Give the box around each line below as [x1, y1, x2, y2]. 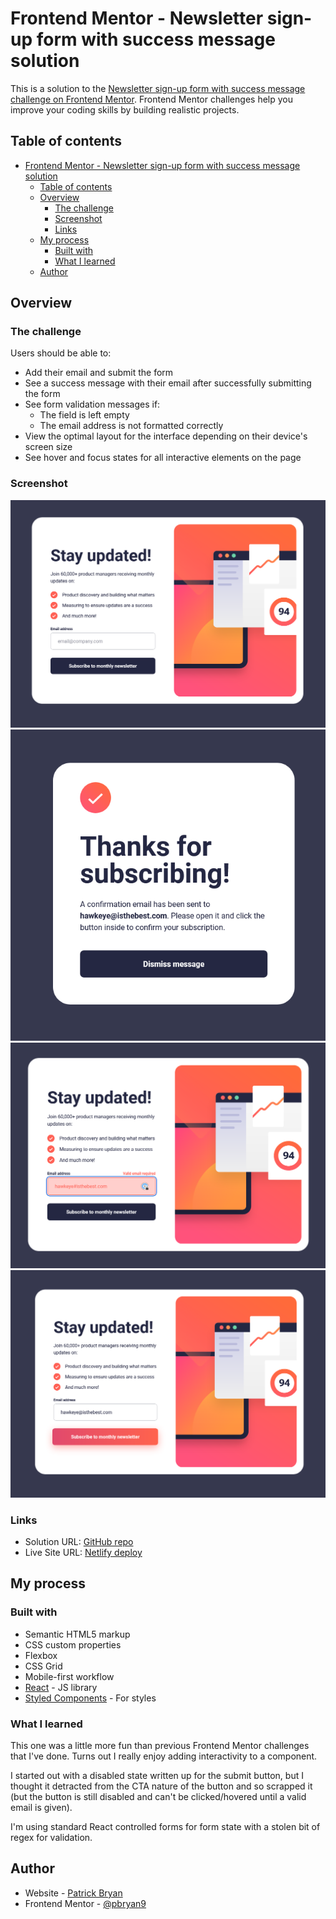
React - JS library [24, 1681, 98, 1693]
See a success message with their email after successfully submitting [24, 377, 312, 389]
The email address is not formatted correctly [39, 420, 224, 432]
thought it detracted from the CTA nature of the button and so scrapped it [10, 1780, 313, 1792]
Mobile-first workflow [24, 1670, 115, 1682]
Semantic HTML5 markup [24, 1628, 131, 1640]
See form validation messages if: [24, 398, 161, 411]
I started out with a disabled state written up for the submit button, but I [10, 1770, 304, 1782]
